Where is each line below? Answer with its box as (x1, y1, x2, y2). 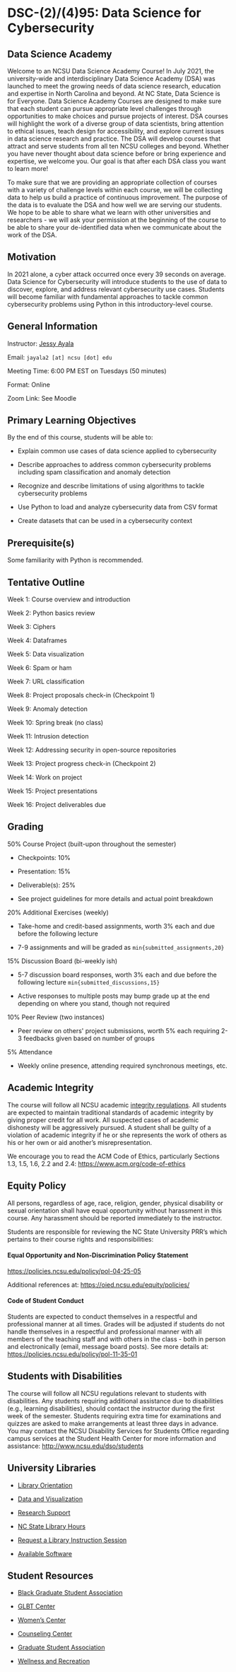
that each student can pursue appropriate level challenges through (7, 105, 201, 112)
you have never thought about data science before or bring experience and (7, 150, 226, 158)
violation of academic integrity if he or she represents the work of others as (7, 1131, 228, 1139)
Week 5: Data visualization (7, 650, 85, 659)
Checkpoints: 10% (17, 853, 71, 861)
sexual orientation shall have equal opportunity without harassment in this (7, 1206, 223, 1215)
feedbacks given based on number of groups (23, 1034, 155, 1042)
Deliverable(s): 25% (17, 881, 76, 889)
